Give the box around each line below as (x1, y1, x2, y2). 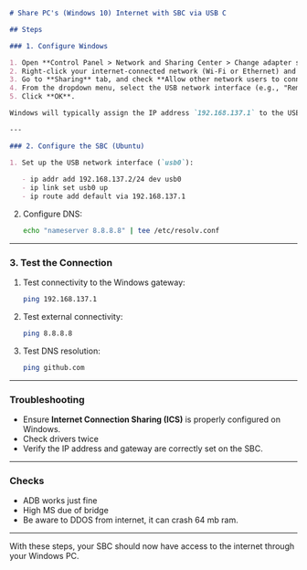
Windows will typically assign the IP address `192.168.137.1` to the (9, 109, 284, 118)
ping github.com (22, 363, 85, 372)
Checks (9, 475, 45, 488)
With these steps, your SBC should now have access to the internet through (9, 541, 295, 552)
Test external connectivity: (22, 311, 123, 322)
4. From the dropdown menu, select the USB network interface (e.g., (9, 83, 281, 93)
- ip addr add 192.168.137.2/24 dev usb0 (21, 174, 182, 185)
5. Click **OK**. (9, 92, 76, 101)
